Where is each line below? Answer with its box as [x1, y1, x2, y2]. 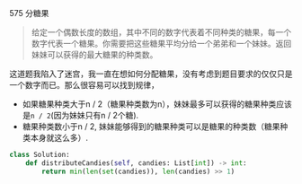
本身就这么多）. [30, 133, 88, 143]
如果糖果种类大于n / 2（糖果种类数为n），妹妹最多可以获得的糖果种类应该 [22, 99, 292, 110]
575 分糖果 [9, 8, 49, 18]
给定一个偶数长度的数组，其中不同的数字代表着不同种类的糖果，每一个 [31, 27, 292, 38]
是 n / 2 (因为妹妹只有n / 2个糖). [22, 110, 139, 120]
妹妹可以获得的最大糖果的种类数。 [31, 49, 158, 60]
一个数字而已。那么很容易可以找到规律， [9, 80, 159, 90]
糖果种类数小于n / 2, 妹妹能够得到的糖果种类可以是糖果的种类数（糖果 [22, 121, 280, 132]
